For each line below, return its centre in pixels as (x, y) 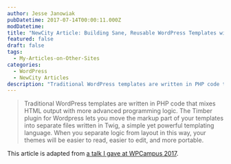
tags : (15, 52)
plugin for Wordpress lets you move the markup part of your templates (124, 119)
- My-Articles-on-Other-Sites (56, 59)
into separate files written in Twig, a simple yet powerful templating (119, 125)
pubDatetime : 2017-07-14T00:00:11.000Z (64, 20)
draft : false (26, 45)
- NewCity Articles (41, 78)
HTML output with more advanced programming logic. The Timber (118, 111)
